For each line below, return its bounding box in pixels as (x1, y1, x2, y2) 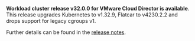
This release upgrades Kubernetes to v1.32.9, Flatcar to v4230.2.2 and (6, 11, 178, 18)
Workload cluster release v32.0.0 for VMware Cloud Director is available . (6, 5, 190, 12)
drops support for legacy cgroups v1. (6, 18, 96, 24)
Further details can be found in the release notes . (6, 29, 126, 36)
